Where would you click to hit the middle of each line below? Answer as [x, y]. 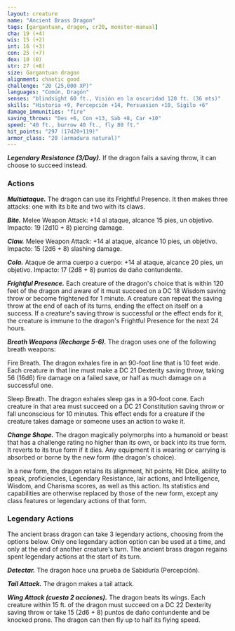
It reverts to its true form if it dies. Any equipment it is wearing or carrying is [117, 450]
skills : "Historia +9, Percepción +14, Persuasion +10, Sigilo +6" [108, 105]
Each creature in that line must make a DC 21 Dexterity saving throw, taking [116, 370]
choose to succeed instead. [47, 165]
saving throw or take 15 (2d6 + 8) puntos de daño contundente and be [109, 612]
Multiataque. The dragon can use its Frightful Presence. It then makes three [117, 199]
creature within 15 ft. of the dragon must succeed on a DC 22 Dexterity [109, 604]
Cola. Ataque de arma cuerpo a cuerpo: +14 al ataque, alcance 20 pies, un [115, 262]
